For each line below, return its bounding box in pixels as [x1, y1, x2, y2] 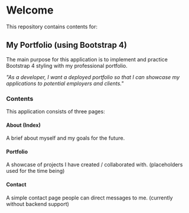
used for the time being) [6, 168, 65, 175]
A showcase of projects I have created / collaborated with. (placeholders [6, 161, 183, 168]
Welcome [6, 4, 54, 17]
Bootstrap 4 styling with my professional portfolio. [6, 62, 128, 69]
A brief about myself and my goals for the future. [6, 135, 125, 142]
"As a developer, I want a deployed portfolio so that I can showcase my [6, 73, 180, 80]
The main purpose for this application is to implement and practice [6, 55, 168, 63]
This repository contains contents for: [6, 23, 98, 30]
